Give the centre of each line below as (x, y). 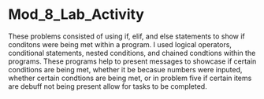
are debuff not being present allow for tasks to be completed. (108, 86)
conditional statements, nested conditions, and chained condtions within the (132, 53)
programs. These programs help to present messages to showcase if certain (132, 61)
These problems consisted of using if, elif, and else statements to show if (127, 36)
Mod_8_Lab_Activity (76, 15)
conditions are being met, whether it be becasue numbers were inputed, (125, 69)
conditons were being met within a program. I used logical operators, (120, 44)
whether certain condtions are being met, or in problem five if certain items (130, 78)
